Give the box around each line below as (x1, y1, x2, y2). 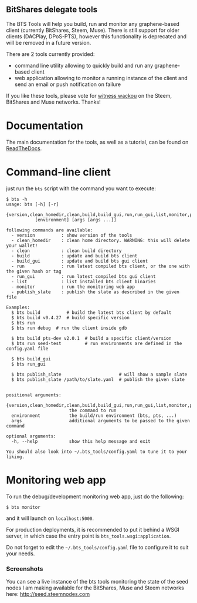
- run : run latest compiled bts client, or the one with (11, 263, 191, 269)
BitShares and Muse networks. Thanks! (6, 98, 101, 105)
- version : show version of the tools (11, 232, 133, 238)
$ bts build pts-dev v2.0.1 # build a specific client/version (11, 335, 172, 341)
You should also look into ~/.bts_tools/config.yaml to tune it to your (6, 449, 188, 455)
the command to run (69, 407, 117, 413)
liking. (6, 453, 25, 460)
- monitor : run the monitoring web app (11, 284, 135, 290)
